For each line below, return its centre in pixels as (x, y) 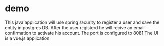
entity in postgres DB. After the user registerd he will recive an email (75, 27)
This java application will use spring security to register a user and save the (82, 22)
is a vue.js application (27, 38)
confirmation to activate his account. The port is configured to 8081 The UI (82, 33)
